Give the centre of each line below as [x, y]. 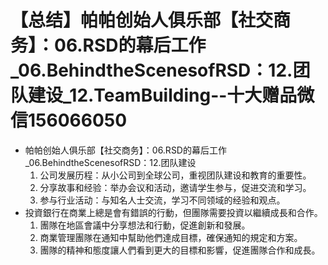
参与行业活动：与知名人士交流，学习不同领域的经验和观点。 [162, 200]
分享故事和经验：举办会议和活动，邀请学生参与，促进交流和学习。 [175, 187]
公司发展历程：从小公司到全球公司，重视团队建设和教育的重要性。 [175, 175]
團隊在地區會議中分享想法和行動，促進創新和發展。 [145, 225]
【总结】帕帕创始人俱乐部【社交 [142, 20]
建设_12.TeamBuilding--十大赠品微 [171, 95]
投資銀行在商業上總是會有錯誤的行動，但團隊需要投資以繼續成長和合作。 [173, 212]
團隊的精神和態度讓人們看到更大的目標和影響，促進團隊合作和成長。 [180, 250]
